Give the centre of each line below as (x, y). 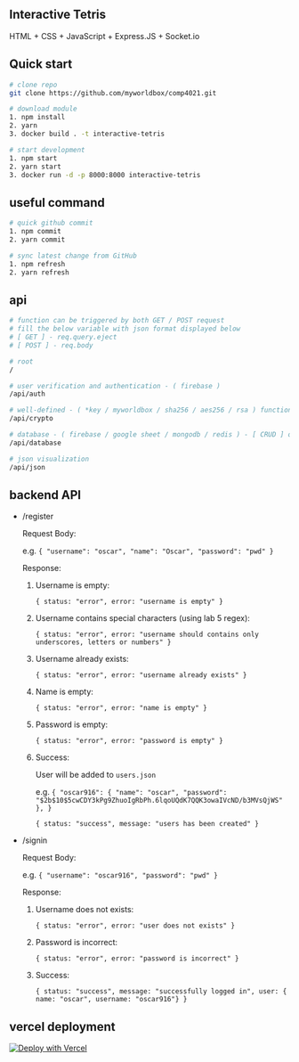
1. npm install (37, 118)
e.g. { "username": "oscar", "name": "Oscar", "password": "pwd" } (148, 551)
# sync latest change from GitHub (73, 256)
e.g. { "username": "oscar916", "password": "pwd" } (120, 875)
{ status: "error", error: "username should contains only (147, 635)
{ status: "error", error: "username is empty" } (129, 602)
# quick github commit (51, 223)
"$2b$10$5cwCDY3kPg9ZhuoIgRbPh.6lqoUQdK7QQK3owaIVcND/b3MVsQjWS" (159, 801)
